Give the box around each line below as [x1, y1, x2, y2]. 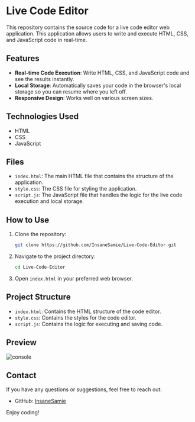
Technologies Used [6, 111, 79, 122]
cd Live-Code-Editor [14, 265, 66, 270]
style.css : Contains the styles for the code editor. [14, 314, 137, 321]
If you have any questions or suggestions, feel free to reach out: [6, 386, 162, 393]
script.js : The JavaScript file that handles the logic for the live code [14, 191, 183, 199]
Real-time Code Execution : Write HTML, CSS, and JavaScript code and [14, 69, 190, 76]
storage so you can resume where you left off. [14, 88, 127, 95]
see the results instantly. [14, 75, 74, 82]
